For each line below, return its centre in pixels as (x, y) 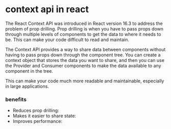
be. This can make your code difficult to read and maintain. (67, 40)
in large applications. (27, 86)
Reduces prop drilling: (36, 111)
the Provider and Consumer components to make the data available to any (83, 66)
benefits (16, 99)
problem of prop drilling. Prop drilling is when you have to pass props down (84, 28)
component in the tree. (29, 71)
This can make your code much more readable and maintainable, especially (85, 81)
